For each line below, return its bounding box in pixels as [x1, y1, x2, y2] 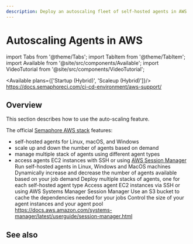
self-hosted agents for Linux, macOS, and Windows [14, 138, 139, 145]
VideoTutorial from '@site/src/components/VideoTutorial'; [6, 66, 145, 73]
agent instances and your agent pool [14, 200, 104, 208]
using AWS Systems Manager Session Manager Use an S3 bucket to [14, 188, 180, 195]
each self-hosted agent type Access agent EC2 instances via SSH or [14, 182, 180, 189]
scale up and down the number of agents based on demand [14, 145, 159, 152]
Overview [6, 100, 43, 110]
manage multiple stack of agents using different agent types [14, 150, 160, 158]
